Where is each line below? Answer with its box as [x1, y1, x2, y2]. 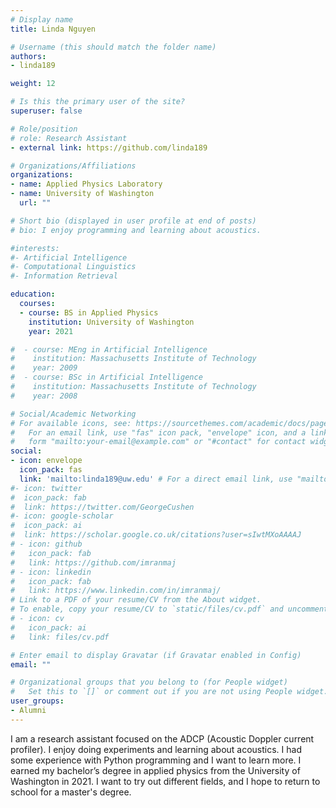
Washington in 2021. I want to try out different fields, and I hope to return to [10, 775, 321, 787]
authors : [10, 51, 47, 61]
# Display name [10, 14, 74, 25]
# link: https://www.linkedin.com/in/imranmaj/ [10, 586, 222, 596]
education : [10, 289, 56, 300]
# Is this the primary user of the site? [10, 97, 186, 107]
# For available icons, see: [10, 418, 132, 428]
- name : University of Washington [10, 189, 155, 199]
